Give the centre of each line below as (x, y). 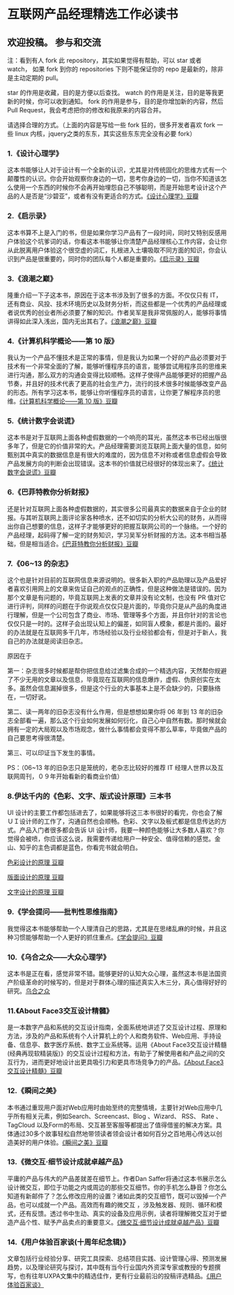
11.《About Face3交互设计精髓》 (60, 1011)
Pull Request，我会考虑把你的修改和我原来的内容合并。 (86, 110)
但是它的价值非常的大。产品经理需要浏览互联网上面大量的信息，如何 (129, 446)
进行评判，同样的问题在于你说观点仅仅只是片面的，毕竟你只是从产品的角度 (114, 606)
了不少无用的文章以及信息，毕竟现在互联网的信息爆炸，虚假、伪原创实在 (111, 680)
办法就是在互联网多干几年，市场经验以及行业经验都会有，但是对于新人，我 (120, 632)
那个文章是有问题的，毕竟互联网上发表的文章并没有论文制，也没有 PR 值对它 (117, 598)
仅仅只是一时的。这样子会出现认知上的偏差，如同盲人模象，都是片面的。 (111, 624)
